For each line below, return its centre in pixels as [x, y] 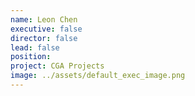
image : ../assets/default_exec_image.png [98, 76]
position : [31, 57]
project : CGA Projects [57, 66]
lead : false [35, 47]
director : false [44, 38]
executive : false [46, 29]
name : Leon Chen [44, 19]
